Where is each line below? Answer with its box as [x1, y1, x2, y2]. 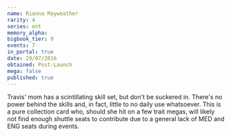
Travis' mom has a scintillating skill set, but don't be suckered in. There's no [7, 93, 223, 101]
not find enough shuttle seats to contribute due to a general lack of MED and [7, 115, 225, 123]
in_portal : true [7, 49, 54, 56]
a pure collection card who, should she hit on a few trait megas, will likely [7, 107, 215, 116]
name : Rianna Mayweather [7, 10, 79, 17]
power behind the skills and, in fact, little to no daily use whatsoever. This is [7, 101, 221, 109]
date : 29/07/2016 [7, 55, 57, 62]
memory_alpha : [7, 29, 48, 36]
